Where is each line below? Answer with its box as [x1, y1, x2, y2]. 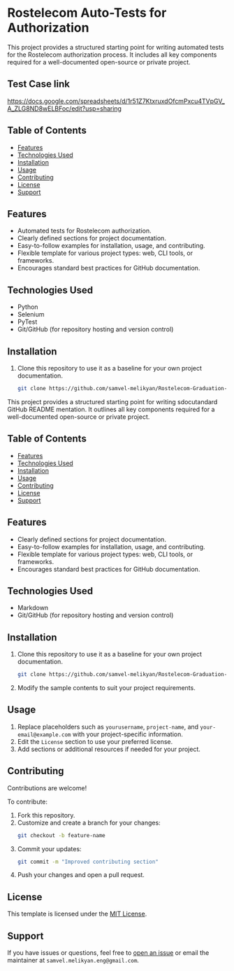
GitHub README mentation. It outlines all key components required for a [7, 405, 215, 413]
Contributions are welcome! [7, 783, 87, 792]
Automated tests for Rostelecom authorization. [17, 226, 152, 235]
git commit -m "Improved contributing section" [17, 858, 159, 865]
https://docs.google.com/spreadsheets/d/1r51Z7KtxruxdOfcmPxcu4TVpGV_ [7, 97, 225, 105]
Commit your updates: [17, 844, 82, 853]
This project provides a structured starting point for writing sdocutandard [7, 397, 218, 406]
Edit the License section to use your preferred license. [17, 737, 173, 745]
